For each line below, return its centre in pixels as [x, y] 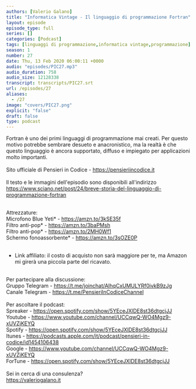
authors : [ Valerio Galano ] [39, 12]
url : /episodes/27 [29, 89]
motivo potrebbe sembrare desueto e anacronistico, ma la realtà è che [91, 145]
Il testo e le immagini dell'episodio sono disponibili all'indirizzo [82, 182]
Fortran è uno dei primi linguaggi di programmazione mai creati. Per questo [97, 138]
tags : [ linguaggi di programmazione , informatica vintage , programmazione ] [99, 45]
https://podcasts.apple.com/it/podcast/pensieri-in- [88, 336]
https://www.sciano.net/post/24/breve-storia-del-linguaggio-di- [84, 189]
